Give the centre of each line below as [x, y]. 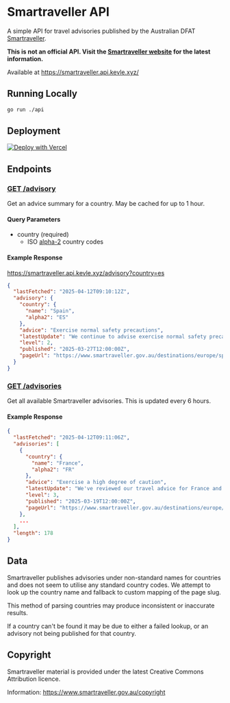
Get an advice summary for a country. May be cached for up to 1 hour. [106, 204]
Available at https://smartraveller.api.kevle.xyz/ [73, 72]
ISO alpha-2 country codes [65, 242]
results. [18, 612]
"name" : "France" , [58, 463]
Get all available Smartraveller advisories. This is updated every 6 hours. [109, 401]
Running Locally [42, 94]
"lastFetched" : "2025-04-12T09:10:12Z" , [72, 292]
